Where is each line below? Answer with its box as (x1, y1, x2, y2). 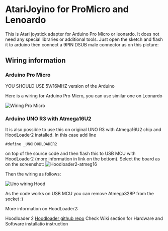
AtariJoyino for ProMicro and (5, 4, 129, 15)
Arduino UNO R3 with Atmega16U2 (5, 115, 92, 122)
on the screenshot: (5, 161, 44, 167)
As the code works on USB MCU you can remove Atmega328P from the (5, 190, 154, 196)
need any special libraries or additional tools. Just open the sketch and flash (5, 36, 163, 42)
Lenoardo (5, 14, 46, 26)
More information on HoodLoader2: (5, 205, 79, 211)
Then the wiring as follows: (5, 170, 61, 177)
